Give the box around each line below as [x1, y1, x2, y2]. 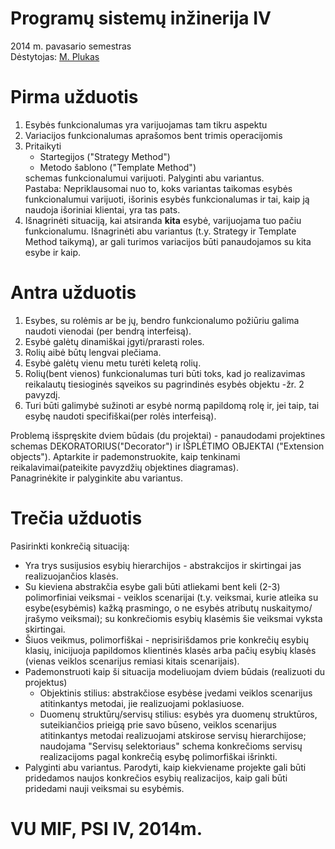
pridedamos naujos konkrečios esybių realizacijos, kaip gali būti [24, 772, 288, 784]
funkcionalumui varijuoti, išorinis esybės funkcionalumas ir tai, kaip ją [24, 193, 310, 205]
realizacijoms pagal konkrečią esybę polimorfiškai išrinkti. [39, 750, 278, 762]
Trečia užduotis [10, 507, 143, 529]
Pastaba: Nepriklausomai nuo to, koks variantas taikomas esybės [24, 182, 293, 194]
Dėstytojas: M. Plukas [10, 50, 100, 62]
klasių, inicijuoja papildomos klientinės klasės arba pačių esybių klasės [24, 644, 317, 656]
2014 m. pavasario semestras [10, 40, 132, 52]
